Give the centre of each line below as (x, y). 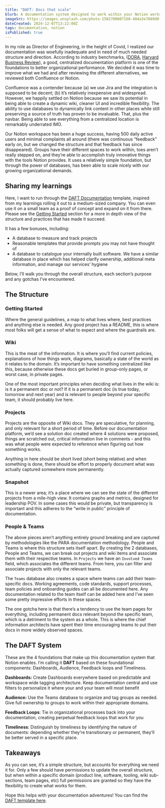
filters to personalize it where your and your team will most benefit (72, 688)
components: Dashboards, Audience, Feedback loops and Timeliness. (76, 668)
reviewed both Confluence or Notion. (42, 78)
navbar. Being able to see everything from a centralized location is (72, 119)
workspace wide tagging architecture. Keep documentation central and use (82, 682)
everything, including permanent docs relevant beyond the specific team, (79, 614)
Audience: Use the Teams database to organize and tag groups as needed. (82, 697)
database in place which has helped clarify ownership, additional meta (83, 259)
